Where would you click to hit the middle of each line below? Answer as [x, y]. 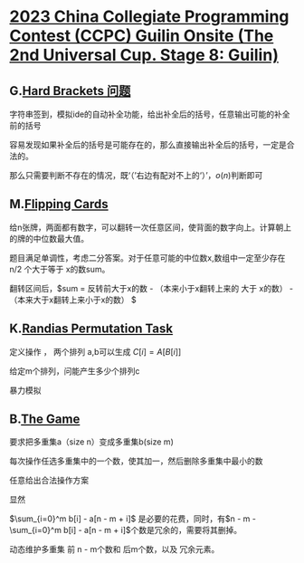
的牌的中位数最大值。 [49, 238]
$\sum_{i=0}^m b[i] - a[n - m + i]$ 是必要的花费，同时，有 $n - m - [133, 519]
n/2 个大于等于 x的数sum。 [60, 269]
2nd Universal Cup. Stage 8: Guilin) [144, 55]
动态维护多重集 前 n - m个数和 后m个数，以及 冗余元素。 [114, 549]
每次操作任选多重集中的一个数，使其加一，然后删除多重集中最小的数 [136, 461]
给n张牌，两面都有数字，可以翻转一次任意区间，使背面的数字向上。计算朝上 [151, 227]
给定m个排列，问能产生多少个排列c [75, 371]
